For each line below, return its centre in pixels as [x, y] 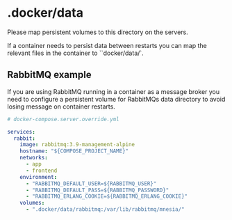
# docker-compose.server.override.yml [63, 119]
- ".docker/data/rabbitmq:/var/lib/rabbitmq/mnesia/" [105, 210]
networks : [34, 158]
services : [22, 132]
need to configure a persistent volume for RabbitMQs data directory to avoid [116, 99]
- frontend [41, 171]
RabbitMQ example [49, 75]
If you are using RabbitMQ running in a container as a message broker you [114, 91]
